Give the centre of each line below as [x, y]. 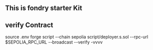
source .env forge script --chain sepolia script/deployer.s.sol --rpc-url [77, 37]
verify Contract [29, 25]
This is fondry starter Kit [44, 8]
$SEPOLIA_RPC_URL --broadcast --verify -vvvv [54, 42]
